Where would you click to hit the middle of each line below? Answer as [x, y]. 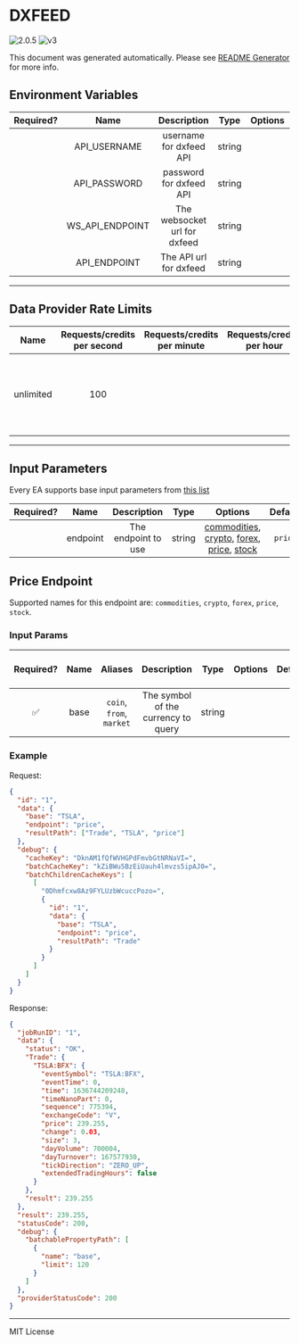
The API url [183, 257]
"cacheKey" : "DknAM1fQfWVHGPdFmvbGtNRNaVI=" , [111, 858]
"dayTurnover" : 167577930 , [91, 1157]
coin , [117, 702]
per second [98, 345]
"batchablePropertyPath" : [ [77, 1240]
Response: [29, 1008]
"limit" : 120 [65, 1265]
